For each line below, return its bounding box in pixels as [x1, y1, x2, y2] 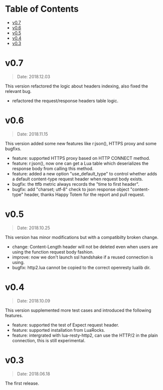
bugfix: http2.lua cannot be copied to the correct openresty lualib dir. [12, 264, 151, 270]
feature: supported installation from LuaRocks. [12, 327, 106, 333]
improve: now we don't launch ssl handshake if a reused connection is [12, 254, 153, 260]
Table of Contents [5, 3, 79, 15]
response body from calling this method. [12, 165, 94, 172]
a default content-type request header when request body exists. [12, 176, 144, 182]
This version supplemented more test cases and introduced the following [5, 307, 152, 313]
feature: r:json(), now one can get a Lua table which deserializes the [12, 160, 149, 166]
